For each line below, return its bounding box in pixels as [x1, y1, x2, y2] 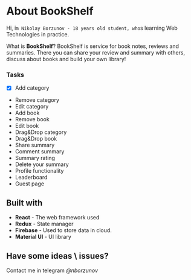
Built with [6, 198, 43, 208]
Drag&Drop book [15, 135, 57, 142]
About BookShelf [6, 4, 94, 18]
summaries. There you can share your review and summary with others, [6, 48, 186, 56]
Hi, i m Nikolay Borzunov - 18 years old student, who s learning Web [6, 24, 178, 32]
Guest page [15, 180, 44, 187]
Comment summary [15, 148, 65, 155]
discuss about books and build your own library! [6, 55, 126, 62]
